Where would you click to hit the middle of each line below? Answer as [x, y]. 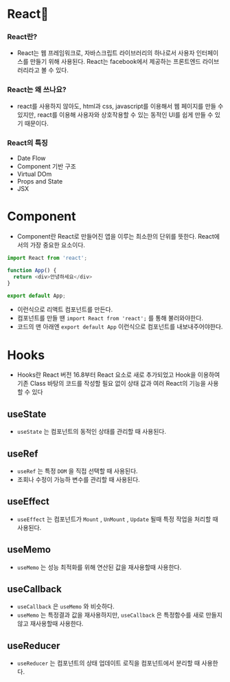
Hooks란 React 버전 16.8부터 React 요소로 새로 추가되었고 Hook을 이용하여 [118, 375]
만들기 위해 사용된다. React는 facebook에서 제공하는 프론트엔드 [115, 62]
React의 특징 [27, 142]
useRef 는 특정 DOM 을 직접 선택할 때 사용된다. [78, 471]
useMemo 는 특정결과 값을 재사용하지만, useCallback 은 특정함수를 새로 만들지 [120, 615]
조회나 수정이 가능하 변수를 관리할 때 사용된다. [79, 479]
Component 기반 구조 [47, 166]
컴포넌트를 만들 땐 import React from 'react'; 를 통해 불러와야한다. [110, 318]
